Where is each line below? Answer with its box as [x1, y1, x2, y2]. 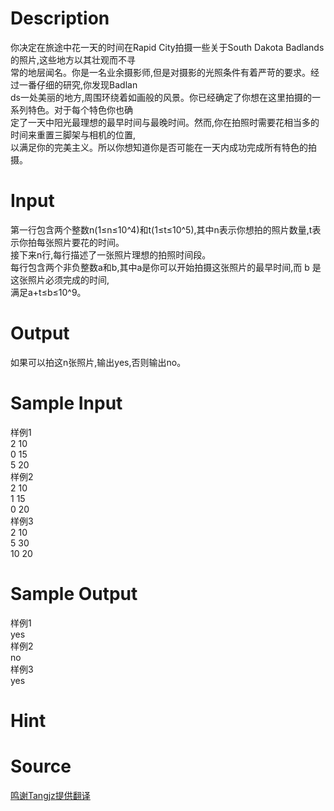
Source [10, 755, 72, 778]
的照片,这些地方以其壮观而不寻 [10, 53, 137, 66]
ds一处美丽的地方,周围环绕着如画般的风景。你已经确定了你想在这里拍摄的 [10, 91, 312, 103]
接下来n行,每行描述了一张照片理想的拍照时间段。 [10, 248, 212, 261]
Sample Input [10, 392, 123, 414]
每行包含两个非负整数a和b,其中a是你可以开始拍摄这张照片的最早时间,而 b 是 [10, 261, 322, 273]
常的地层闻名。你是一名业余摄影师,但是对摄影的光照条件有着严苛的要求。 [10, 66, 312, 78]
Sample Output [10, 582, 138, 605]
